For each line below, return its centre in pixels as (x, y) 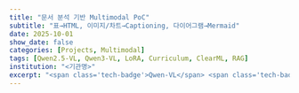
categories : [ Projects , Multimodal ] (77, 50)
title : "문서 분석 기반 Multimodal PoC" (79, 17)
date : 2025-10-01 (41, 34)
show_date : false (41, 42)
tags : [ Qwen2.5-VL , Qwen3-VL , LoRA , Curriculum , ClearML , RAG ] (129, 58)
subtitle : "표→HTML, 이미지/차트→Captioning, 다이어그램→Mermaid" (125, 26)
